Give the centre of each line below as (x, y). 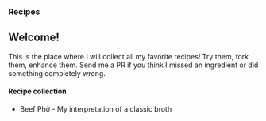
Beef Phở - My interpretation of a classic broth (96, 108)
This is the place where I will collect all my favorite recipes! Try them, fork (128, 56)
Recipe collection (38, 91)
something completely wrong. (57, 73)
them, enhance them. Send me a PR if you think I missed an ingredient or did (133, 65)
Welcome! (34, 38)
